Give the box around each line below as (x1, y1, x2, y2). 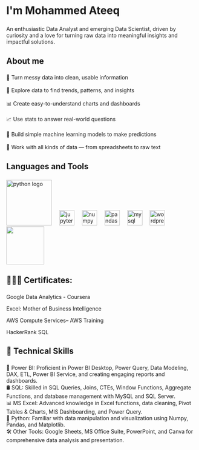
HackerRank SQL (6, 329, 49, 336)
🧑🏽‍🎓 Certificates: (6, 275, 73, 286)
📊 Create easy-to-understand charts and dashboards (6, 100, 140, 107)
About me (6, 56, 44, 66)
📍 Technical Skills (6, 346, 74, 357)
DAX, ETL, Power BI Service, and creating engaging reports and (6, 371, 165, 378)
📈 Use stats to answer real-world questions (6, 116, 116, 123)
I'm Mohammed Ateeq (6, 4, 120, 18)
